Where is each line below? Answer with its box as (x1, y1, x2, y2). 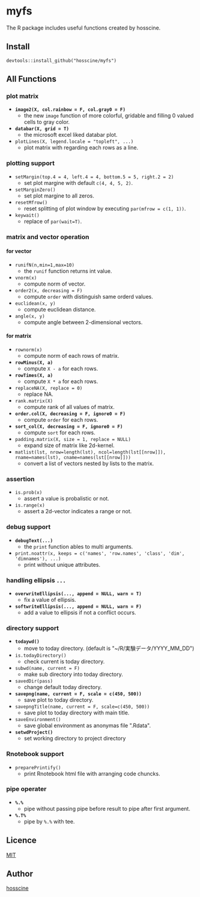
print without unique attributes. (23, 561, 101, 568)
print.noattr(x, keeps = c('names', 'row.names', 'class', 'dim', (14, 550, 185, 557)
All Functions (6, 74, 57, 84)
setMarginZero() (14, 187, 56, 193)
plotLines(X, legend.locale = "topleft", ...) (14, 139, 134, 145)
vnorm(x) (14, 275, 37, 281)
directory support (6, 624, 59, 632)
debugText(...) (14, 537, 53, 543)
